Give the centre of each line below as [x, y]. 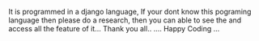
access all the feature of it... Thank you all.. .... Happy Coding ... [114, 29]
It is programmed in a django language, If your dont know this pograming [130, 12]
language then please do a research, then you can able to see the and [125, 20]
